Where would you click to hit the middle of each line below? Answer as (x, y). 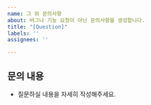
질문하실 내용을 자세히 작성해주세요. (67, 94)
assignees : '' (28, 40)
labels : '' (23, 33)
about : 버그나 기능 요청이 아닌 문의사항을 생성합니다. (76, 20)
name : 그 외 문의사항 (35, 14)
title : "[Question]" (38, 27)
